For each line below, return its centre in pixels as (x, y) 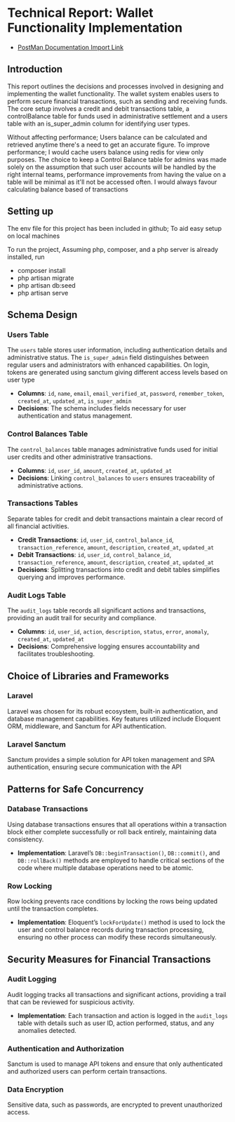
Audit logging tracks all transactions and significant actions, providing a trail (117, 994)
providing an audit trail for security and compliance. (82, 618)
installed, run (26, 257)
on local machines (34, 236)
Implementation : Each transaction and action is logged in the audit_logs (122, 1015)
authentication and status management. (75, 416)
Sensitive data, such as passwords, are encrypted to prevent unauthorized (115, 1105)
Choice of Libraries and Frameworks (88, 676)
